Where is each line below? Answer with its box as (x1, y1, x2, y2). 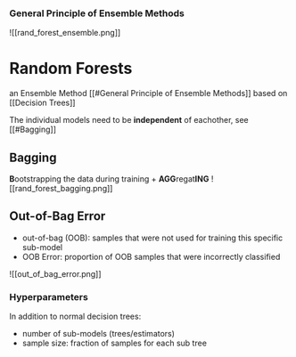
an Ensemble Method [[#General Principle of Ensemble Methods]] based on (9, 88, 288, 99)
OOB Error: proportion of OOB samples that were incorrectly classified (21, 251, 281, 262)
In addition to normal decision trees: (9, 311, 142, 322)
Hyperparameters (9, 290, 89, 303)
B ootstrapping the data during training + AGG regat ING (9, 174, 210, 184)
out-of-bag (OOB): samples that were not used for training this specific (21, 232, 284, 243)
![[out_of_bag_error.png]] (9, 268, 102, 279)
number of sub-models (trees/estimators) (21, 329, 176, 339)
